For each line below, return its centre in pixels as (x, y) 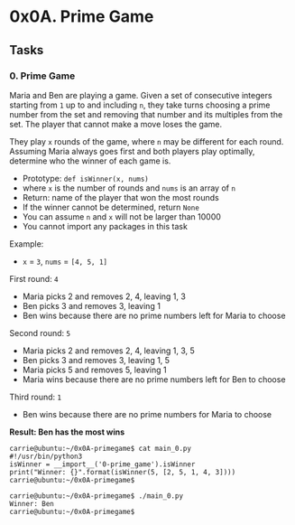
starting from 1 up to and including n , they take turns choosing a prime (140, 105)
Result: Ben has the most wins (67, 432)
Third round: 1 (35, 397)
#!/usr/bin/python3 (46, 456)
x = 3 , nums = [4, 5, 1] (65, 261)
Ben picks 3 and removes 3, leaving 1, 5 (96, 360)
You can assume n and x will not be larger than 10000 (121, 216)
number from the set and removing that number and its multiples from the (146, 114)
